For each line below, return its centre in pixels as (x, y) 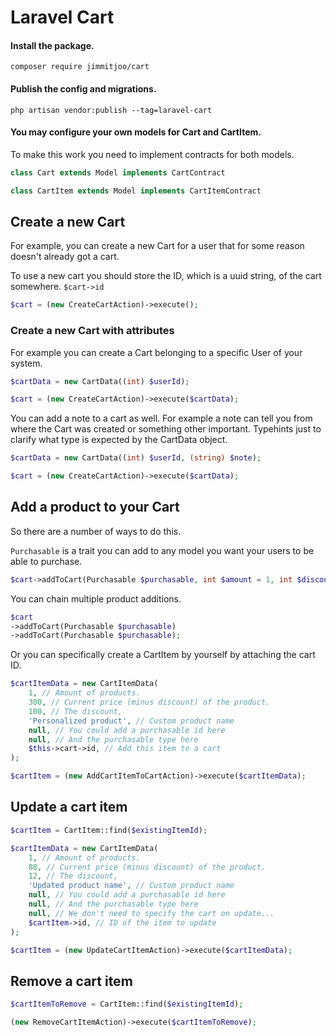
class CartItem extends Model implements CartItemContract (136, 191)
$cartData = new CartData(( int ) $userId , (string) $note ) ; (136, 458)
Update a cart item (69, 807)
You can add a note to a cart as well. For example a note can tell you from (161, 418)
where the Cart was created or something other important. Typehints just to (166, 429)
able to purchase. (46, 561)
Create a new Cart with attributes (92, 331)
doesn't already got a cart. (65, 257)
